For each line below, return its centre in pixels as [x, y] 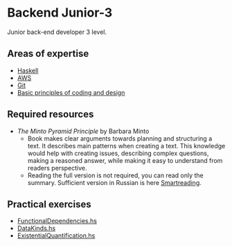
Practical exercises [49, 204]
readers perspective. [57, 168]
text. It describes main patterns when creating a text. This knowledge [126, 146]
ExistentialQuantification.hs [56, 236]
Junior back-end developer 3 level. [57, 32]
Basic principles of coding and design [71, 92]
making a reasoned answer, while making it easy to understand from [125, 160]
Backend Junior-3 [60, 13]
